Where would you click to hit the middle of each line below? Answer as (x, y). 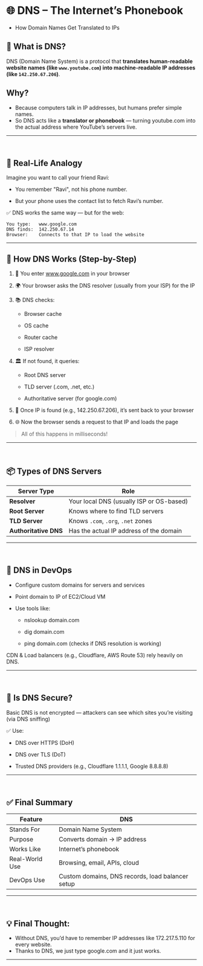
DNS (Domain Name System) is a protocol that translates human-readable (100, 61)
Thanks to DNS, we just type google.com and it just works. (88, 951)
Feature (31, 819)
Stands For (25, 829)
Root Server (27, 511)
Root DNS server (45, 375)
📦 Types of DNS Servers (54, 471)
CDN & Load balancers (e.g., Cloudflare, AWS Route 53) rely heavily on (95, 655)
